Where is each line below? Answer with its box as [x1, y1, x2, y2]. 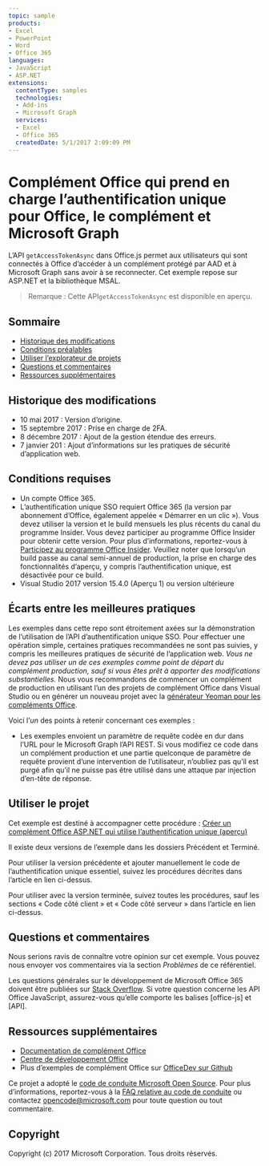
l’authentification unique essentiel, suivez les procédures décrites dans [8, 866, 243, 876]
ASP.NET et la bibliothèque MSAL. [8, 276, 121, 285]
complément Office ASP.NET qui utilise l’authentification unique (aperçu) [8, 827, 248, 836]
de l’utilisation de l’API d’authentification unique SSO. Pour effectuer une [8, 631, 246, 642]
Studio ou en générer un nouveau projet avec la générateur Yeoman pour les [8, 691, 261, 701]
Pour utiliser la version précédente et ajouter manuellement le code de [8, 857, 240, 867]
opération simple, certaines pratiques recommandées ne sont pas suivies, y [8, 640, 259, 650]
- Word [8, 42, 30, 50]
